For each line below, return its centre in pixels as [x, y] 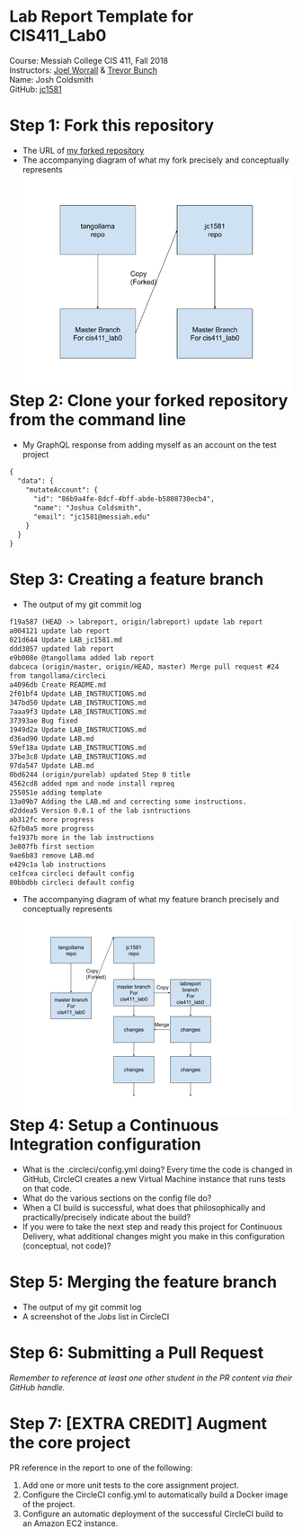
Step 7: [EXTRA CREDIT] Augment [138, 1424]
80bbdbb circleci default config [72, 883]
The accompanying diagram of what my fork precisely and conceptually [155, 160]
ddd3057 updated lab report [62, 649]
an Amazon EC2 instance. [70, 1523]
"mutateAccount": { [62, 490]
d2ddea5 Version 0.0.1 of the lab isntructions [100, 811]
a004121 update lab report [60, 631]
